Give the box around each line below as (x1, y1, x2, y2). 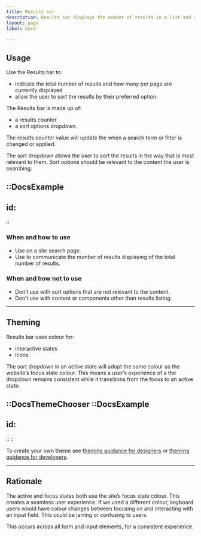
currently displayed (14, 87, 63, 94)
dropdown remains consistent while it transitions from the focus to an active (6, 375, 193, 383)
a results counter (14, 116, 57, 123)
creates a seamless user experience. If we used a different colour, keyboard (6, 498, 194, 505)
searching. (6, 165, 33, 172)
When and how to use (6, 233, 71, 242)
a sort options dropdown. (14, 123, 78, 130)
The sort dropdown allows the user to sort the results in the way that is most (6, 152, 194, 159)
